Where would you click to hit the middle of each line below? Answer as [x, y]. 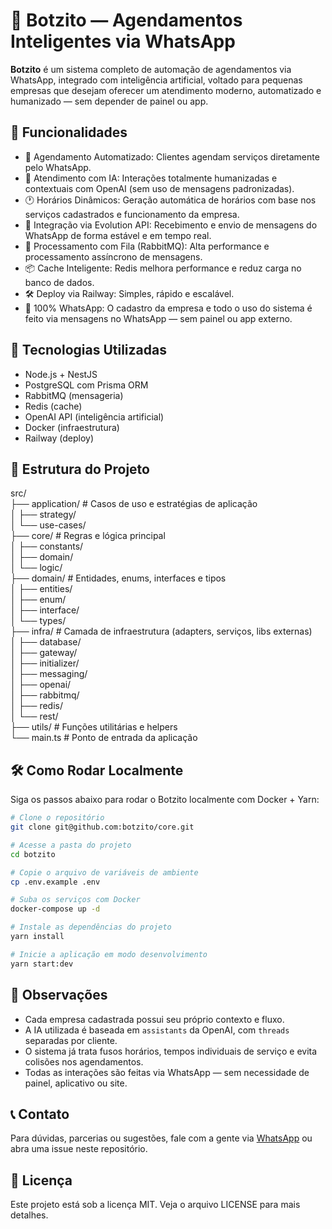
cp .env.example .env [55, 882]
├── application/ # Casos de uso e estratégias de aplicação [134, 504]
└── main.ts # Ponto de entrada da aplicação [104, 738]
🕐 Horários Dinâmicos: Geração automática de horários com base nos [170, 200]
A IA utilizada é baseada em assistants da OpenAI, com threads [157, 1030]
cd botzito [33, 854]
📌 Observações [59, 995]
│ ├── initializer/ [45, 663]
